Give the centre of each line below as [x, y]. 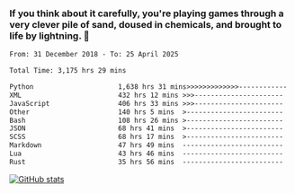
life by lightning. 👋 [49, 36]
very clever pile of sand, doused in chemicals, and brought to [146, 24]
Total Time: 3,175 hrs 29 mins [68, 71]
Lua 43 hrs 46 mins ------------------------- [146, 154]
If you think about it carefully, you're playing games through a [147, 13]
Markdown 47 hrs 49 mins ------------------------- [146, 145]
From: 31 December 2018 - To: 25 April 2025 [94, 55]
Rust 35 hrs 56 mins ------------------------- [146, 162]
